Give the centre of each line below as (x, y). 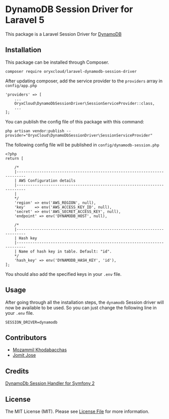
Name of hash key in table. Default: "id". (65, 252)
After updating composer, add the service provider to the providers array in (84, 81)
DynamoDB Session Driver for (69, 9)
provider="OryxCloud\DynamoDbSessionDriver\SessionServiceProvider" (79, 135)
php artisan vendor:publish (35, 131)
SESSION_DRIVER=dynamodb (31, 322)
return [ (14, 158)
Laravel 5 (25, 20)
